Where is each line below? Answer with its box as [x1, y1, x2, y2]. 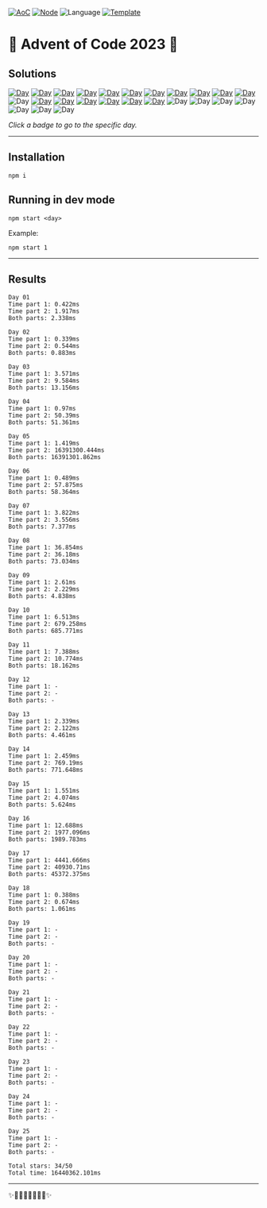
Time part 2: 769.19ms [8, 759, 83, 767]
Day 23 [8, 1058, 30, 1066]
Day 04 [8, 398, 30, 406]
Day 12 [8, 676, 30, 684]
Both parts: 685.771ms [8, 627, 83, 635]
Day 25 [8, 1128, 30, 1136]
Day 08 [8, 537, 30, 545]
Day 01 [8, 294, 30, 302]
